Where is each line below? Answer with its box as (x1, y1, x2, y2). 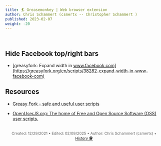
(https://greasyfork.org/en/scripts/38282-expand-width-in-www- (12, 68, 148, 74)
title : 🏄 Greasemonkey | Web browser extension (5, 7, 107, 12)
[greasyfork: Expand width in (12, 63, 72, 69)
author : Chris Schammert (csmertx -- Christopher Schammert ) (5, 12, 137, 17)
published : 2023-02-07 (5, 16, 52, 21)
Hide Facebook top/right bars (5, 49, 99, 58)
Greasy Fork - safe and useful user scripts (12, 101, 100, 107)
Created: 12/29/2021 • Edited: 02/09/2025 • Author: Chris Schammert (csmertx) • (11, 131, 156, 136)
